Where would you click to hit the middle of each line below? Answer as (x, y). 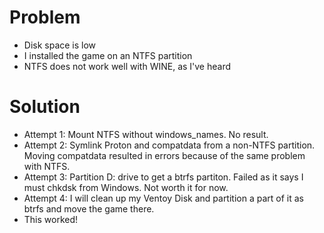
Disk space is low (60, 45)
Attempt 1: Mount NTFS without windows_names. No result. (146, 134)
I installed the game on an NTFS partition (108, 55)
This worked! (51, 219)
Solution (45, 107)
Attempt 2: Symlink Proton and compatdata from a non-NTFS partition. (169, 145)
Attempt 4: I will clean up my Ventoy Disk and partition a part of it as (163, 198)
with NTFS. (47, 166)
